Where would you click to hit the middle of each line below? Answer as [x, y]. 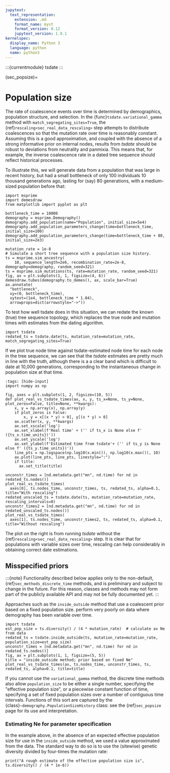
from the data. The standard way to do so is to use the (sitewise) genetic [81, 746]
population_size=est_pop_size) [38, 642]
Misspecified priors [37, 566]
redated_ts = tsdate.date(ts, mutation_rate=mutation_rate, [70, 337]
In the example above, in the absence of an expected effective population [82, 735]
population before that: [41, 186]
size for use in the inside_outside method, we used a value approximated [82, 740]
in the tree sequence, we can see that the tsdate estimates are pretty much [84, 356]
